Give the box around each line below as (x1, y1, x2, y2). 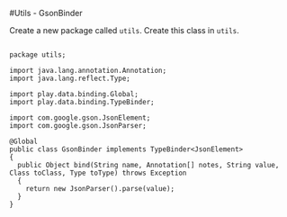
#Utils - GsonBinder (9, 8, 83, 18)
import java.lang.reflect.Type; (9, 74, 130, 83)
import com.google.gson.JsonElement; (9, 113, 151, 122)
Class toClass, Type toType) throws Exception (9, 168, 187, 177)
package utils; (9, 50, 67, 59)
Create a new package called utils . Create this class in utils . (9, 25, 240, 35)
